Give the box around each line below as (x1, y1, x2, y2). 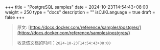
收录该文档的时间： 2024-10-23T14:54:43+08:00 (17, 40, 111, 46)
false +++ (5, 15, 25, 20)
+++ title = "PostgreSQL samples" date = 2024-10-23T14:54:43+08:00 (5, 4, 148, 10)
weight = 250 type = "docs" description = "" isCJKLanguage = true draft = (5, 9, 156, 15)
